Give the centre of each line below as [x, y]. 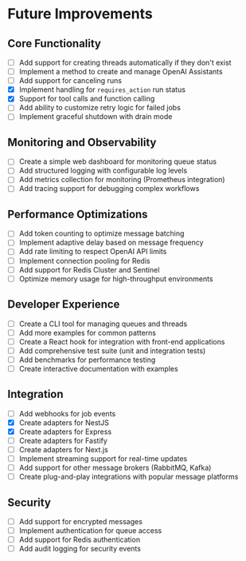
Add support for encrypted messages [80, 521]
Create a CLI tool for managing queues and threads [103, 324]
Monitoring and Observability [82, 142]
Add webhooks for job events [67, 413]
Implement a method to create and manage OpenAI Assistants [121, 72]
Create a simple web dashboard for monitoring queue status [117, 161]
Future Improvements [80, 14]
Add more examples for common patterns [88, 332]
